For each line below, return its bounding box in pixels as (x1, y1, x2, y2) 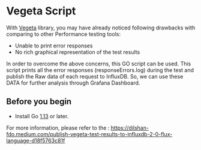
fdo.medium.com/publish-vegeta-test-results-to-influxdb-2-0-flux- (6, 130, 173, 137)
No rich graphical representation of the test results (14, 48, 140, 55)
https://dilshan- (110, 124, 149, 131)
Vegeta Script (6, 4, 76, 18)
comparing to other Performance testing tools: (6, 30, 121, 37)
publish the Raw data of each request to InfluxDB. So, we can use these (6, 73, 184, 80)
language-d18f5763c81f (6, 137, 65, 144)
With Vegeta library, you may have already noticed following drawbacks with (6, 24, 196, 31)
